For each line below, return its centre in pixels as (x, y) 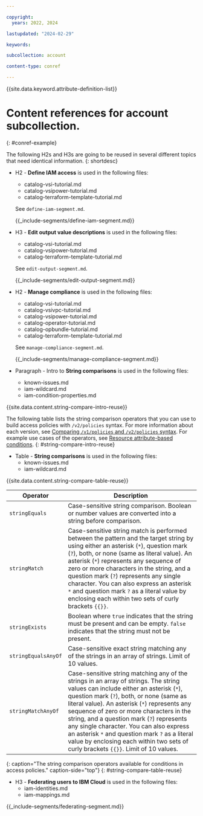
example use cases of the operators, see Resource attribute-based (90, 438)
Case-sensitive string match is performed (127, 530)
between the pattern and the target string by (131, 538)
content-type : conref (34, 66)
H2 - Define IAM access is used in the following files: (82, 172)
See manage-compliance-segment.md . (59, 347)
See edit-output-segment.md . (51, 268)
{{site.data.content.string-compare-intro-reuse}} (67, 407)
